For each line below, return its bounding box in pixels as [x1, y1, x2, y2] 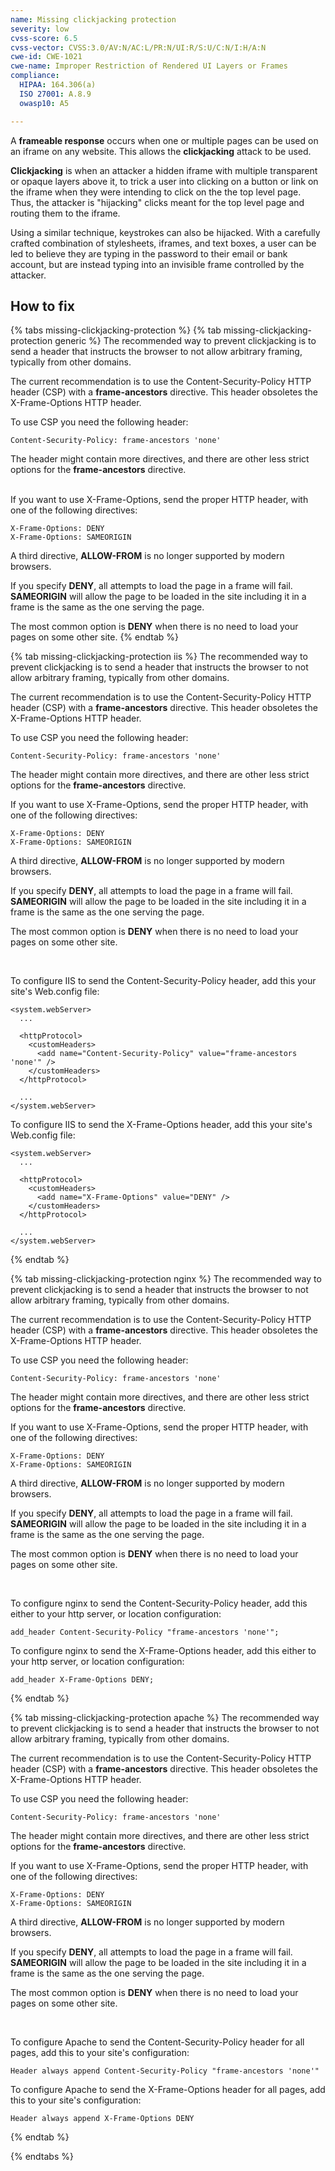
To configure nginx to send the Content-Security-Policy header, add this [10, 1597, 308, 1610]
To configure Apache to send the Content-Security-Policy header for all [10, 2036, 305, 2048]
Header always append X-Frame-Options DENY [10, 2114, 195, 2124]
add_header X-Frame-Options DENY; [10, 1675, 155, 1685]
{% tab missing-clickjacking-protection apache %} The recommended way [10, 1712, 320, 1724]
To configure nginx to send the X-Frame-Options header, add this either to [10, 1645, 317, 1657]
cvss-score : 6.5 [10, 33, 78, 43]
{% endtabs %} [10, 2151, 74, 2163]
